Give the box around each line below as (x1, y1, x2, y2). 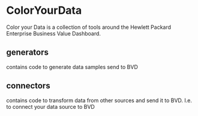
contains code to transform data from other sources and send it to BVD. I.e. (6, 97, 193, 104)
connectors (6, 81, 50, 91)
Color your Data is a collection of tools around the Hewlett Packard (6, 23, 172, 31)
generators (6, 47, 49, 58)
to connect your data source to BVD (6, 103, 95, 110)
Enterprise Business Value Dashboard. (6, 29, 101, 37)
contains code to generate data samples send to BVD (6, 63, 138, 70)
